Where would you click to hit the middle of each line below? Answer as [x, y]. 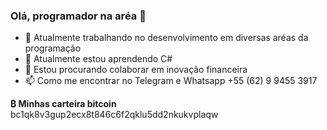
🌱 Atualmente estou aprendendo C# [98, 59]
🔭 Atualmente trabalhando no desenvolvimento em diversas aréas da [166, 38]
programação [53, 48]
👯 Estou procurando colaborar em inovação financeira [136, 70]
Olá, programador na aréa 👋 [78, 16]
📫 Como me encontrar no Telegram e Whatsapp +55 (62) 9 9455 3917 [171, 81]
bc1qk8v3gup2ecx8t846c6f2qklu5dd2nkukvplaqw [114, 115]
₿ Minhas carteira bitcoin [63, 104]
